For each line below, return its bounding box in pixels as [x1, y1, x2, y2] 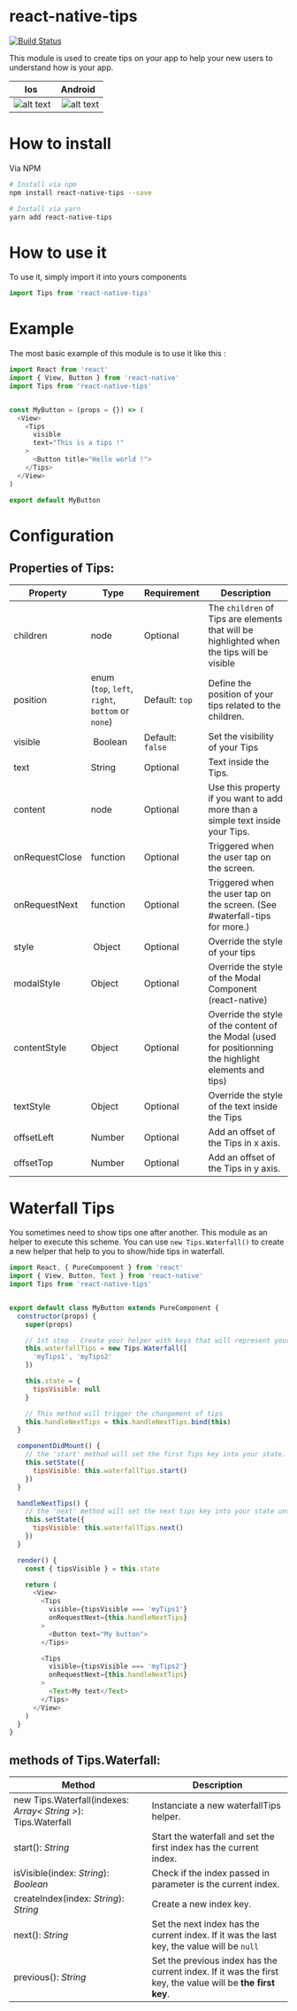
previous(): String [13, 1971, 87, 1984]
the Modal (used [208, 1031, 277, 1043]
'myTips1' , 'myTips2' [32, 1352, 113, 1361]
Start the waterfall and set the [151, 1830, 276, 1843]
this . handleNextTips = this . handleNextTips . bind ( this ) [25, 1417, 232, 1426]
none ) [90, 716, 113, 729]
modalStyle [13, 978, 61, 990]
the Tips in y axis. [208, 1163, 281, 1175]
